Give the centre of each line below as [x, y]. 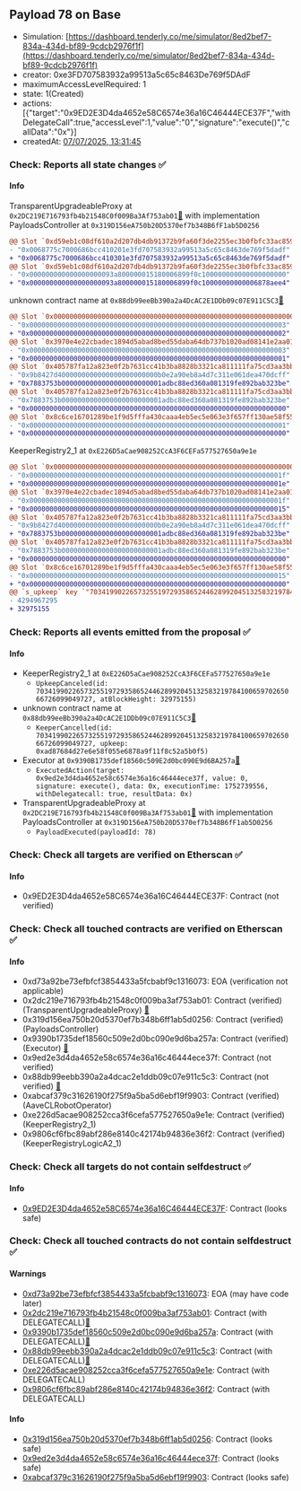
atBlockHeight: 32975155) [148, 699]
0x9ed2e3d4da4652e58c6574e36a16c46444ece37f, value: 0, [142, 779]
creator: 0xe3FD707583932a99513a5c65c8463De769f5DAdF [136, 75]
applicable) [43, 991]
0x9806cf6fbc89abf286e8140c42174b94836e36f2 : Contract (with [146, 1389]
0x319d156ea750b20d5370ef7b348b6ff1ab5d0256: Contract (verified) [153, 1020]
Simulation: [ [45, 36]
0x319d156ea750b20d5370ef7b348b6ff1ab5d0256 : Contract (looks [147, 1439]
